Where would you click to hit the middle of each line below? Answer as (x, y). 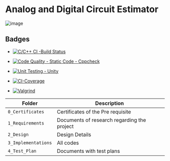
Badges (17, 39)
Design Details (74, 134)
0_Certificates (26, 112)
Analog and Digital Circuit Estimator (82, 9)
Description (110, 103)
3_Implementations (30, 143)
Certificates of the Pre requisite (94, 111)
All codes (68, 143)
